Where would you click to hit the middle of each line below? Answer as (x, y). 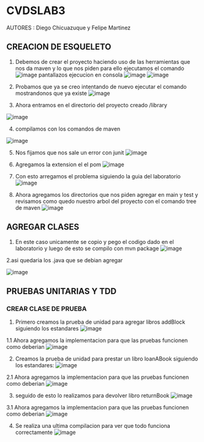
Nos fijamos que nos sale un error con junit (70, 152)
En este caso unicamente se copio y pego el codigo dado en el (95, 242)
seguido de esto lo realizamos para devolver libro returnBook (92, 395)
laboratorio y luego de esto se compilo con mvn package (87, 248)
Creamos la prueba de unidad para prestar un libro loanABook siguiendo (107, 359)
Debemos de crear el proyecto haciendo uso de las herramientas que (103, 61)
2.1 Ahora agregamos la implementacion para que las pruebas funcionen (98, 377)
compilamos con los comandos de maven (68, 129)
